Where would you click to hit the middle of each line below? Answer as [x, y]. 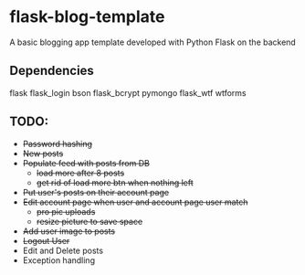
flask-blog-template [87, 17]
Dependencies [52, 71]
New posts [43, 153]
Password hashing [58, 143]
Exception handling [59, 260]
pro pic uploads [66, 211]
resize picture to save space [89, 221]
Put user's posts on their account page [96, 192]
